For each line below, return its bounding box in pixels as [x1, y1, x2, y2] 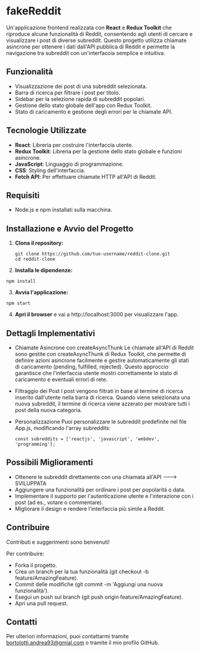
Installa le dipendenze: [14, 267, 73, 274]
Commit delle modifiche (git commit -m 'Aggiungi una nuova [14, 580, 163, 587]
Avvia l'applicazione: [14, 289, 69, 296]
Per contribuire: [6, 550, 45, 557]
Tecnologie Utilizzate [6, 126, 87, 136]
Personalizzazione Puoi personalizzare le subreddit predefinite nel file [14, 418, 187, 425]
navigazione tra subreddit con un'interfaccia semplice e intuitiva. [6, 49, 165, 56]
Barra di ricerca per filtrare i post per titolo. [14, 89, 121, 96]
